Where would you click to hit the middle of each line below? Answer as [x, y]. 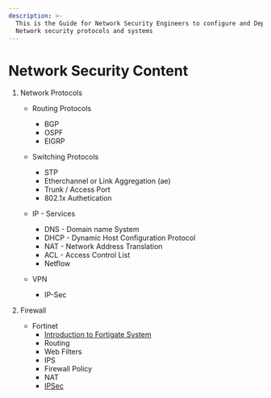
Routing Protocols [62, 109]
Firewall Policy [68, 369]
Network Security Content [98, 70]
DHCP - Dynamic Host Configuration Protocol [120, 238]
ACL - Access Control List [87, 255]
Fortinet [45, 326]
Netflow [57, 263]
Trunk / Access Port [77, 189]
